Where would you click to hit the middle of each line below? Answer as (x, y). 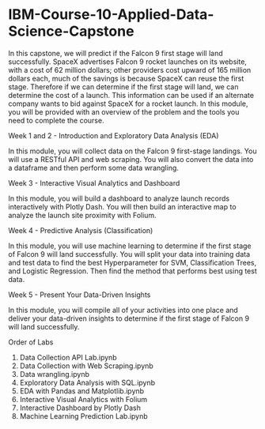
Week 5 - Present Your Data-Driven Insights (79, 295)
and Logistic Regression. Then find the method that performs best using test (132, 271)
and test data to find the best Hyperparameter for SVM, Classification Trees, (132, 262)
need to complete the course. (56, 120)
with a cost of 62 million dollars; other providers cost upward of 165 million (130, 70)
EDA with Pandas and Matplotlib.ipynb (82, 391)
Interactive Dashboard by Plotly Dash (80, 408)
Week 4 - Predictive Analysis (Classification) (81, 230)
